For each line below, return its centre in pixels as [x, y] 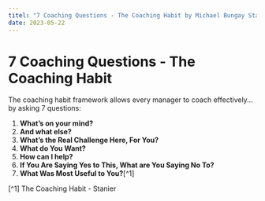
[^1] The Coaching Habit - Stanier [62, 188]
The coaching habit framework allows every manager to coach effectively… [131, 100]
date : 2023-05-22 [37, 23]
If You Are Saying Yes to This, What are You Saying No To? [117, 165]
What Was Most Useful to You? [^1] [77, 174]
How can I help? [46, 157]
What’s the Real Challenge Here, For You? [89, 140]
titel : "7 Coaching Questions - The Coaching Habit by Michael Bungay [127, 15]
